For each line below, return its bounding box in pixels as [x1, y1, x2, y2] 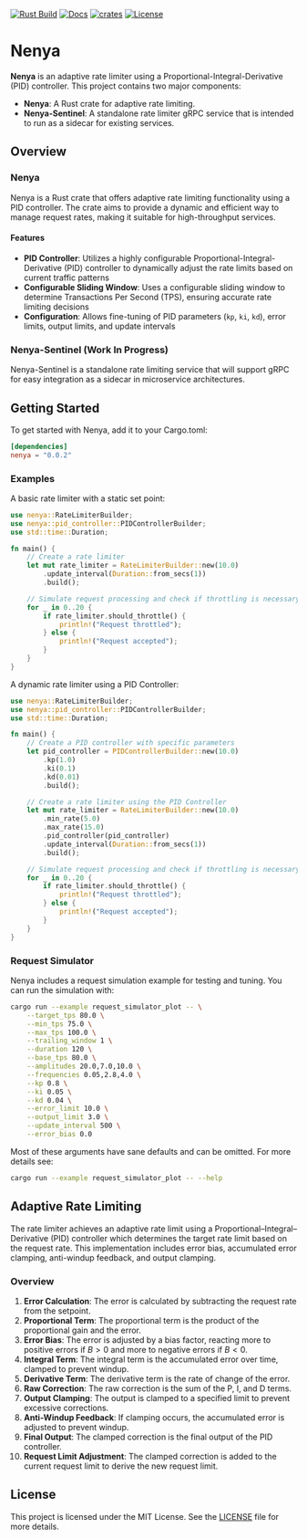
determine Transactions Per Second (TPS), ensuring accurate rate [23, 291, 272, 302]
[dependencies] [10, 442, 68, 451]
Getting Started [10, 400, 100, 415]
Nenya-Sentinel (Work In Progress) [10, 343, 169, 356]
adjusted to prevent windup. [23, 1421, 129, 1432]
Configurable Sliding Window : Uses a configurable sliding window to [23, 281, 286, 292]
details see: [10, 1156, 54, 1167]
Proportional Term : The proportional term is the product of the [23, 1314, 260, 1325]
